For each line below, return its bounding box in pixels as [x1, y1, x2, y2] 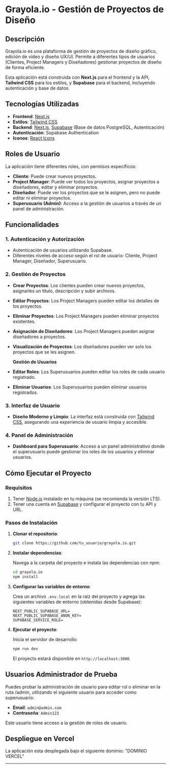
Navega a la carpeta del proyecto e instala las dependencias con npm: [12, 560, 160, 566]
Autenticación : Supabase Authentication [12, 129, 99, 135]
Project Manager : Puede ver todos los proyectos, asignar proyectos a [12, 178, 159, 184]
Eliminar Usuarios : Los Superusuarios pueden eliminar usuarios [12, 383, 147, 390]
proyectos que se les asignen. [12, 349, 76, 355]
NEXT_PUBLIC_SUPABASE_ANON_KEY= [12, 613, 81, 618]
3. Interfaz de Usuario [5, 402, 60, 409]
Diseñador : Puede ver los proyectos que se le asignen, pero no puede [12, 189, 160, 196]
